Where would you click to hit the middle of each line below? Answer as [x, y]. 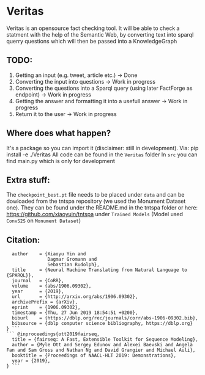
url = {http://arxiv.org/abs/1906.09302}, [75, 297]
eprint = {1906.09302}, [46, 308]
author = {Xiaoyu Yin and [49, 254]
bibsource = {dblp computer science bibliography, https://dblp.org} [102, 324]
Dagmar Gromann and [72, 260]
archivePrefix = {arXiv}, [45, 302]
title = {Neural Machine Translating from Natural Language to [100, 270]
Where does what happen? [59, 133]
